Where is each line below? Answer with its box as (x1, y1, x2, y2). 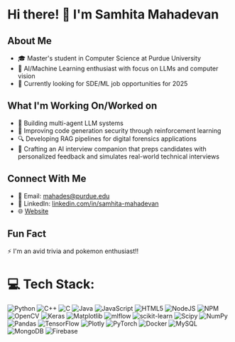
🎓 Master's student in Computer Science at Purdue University (17, 54, 201, 63)
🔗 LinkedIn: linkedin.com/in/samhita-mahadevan (17, 199, 159, 208)
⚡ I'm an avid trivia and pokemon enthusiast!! (7, 247, 139, 255)
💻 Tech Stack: (7, 276, 95, 292)
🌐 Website (17, 206, 49, 215)
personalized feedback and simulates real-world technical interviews (17, 152, 220, 161)
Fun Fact (7, 228, 46, 240)
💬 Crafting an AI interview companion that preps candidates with (17, 144, 207, 153)
